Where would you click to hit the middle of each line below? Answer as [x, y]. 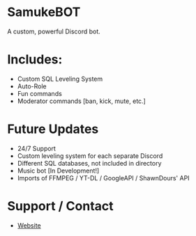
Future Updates [53, 129]
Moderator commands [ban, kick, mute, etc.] [82, 101]
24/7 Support [36, 148]
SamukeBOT [44, 12]
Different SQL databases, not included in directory [89, 163]
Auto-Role [32, 86]
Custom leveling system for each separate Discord [90, 156]
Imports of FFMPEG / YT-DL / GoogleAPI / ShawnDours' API [103, 178]
